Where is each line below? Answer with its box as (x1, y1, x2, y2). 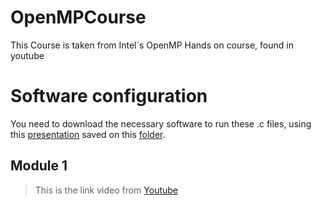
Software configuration (10, 85, 208, 108)
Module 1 (10, 157, 68, 175)
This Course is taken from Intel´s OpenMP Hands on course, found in (10, 39, 294, 51)
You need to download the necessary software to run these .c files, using (10, 117, 312, 130)
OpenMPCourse (10, 6, 147, 29)
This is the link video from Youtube (34, 184, 179, 196)
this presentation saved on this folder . (10, 128, 166, 140)
